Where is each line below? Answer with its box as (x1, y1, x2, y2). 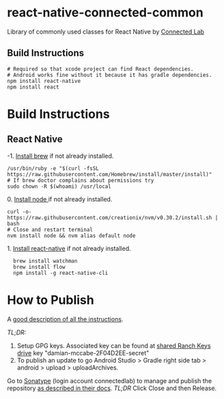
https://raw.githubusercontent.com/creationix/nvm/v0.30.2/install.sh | (7, 214, 219, 221)
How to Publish (7, 292, 94, 308)
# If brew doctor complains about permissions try (7, 177, 154, 184)
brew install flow (13, 263, 66, 270)
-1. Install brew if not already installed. (7, 152, 114, 160)
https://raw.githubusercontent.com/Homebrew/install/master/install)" (7, 171, 212, 178)
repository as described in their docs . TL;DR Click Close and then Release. (7, 384, 217, 392)
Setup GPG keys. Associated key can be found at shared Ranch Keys (16, 341, 211, 350)
